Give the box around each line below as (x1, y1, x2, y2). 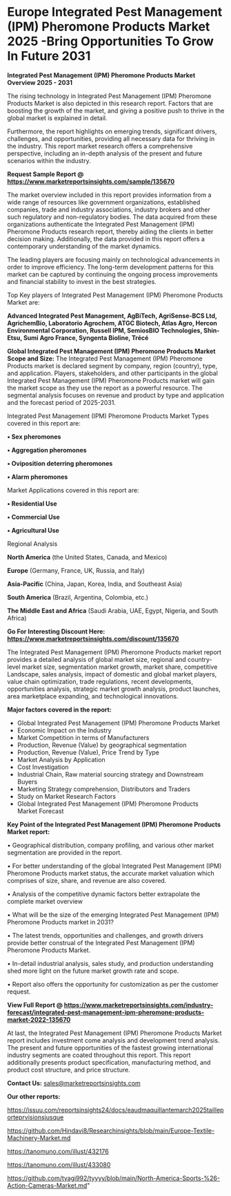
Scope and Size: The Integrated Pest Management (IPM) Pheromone (7, 354, 203, 363)
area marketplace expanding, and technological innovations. (7, 692, 179, 700)
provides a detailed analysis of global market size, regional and (7, 655, 186, 663)
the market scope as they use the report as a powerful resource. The (7, 383, 203, 392)
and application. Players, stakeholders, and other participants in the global (7, 369, 219, 377)
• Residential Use (7, 499, 57, 508)
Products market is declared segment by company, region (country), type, (7, 361, 218, 370)
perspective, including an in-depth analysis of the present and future (7, 149, 203, 158)
